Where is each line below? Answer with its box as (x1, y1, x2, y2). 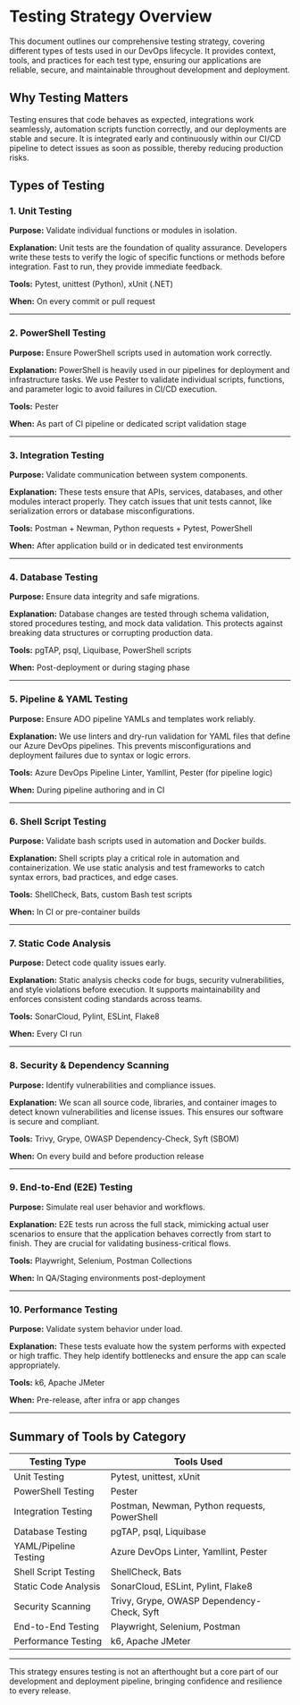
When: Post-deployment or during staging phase (9, 662, 190, 673)
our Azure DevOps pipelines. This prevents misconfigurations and (9, 740, 252, 751)
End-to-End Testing (13, 1620, 100, 1633)
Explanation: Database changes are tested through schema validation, (9, 608, 270, 619)
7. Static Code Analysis (9, 937, 112, 949)
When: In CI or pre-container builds (9, 906, 141, 917)
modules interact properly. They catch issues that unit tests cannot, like (9, 496, 272, 507)
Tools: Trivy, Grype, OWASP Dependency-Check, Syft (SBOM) (9, 1133, 239, 1144)
